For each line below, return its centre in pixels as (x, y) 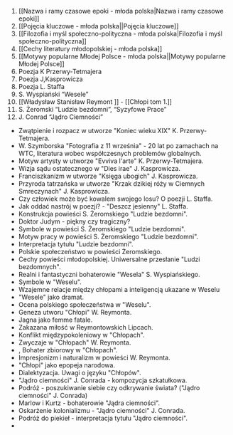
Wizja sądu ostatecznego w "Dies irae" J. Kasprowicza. (99, 168)
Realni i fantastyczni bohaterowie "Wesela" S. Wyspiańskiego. (109, 274)
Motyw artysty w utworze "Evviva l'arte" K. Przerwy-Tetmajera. (111, 161)
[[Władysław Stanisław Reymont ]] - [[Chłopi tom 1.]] (95, 102)
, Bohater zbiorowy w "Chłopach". (68, 350)
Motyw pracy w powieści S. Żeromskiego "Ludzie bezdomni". (108, 236)
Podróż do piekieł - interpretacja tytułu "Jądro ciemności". (103, 418)
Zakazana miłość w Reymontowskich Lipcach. (86, 327)
